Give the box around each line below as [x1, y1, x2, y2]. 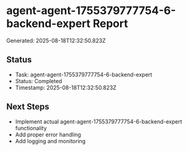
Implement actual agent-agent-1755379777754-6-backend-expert [15, 117, 183, 125]
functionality [15, 124, 47, 131]
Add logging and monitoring [15, 137, 86, 144]
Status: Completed [15, 77, 62, 84]
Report [92, 17, 128, 31]
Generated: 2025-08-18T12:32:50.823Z [6, 37, 106, 44]
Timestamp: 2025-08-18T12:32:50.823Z [15, 84, 117, 91]
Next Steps [6, 101, 49, 112]
